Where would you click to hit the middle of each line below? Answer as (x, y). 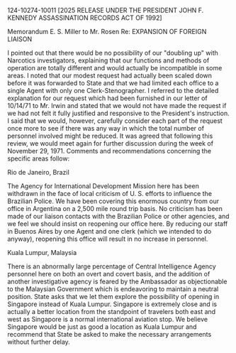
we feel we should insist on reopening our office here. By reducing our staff (118, 224)
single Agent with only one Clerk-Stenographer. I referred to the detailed (113, 91)
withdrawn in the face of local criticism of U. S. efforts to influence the (110, 194)
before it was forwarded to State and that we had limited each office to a (113, 83)
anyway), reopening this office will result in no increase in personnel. (108, 239)
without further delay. (39, 342)
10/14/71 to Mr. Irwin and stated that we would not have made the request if (117, 105)
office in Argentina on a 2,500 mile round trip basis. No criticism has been (115, 208)
